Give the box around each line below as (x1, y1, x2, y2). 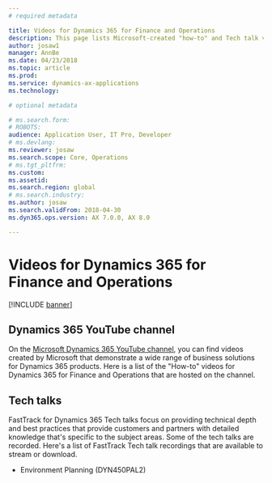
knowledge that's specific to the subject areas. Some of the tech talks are (8, 432, 254, 442)
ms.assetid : (8, 176, 49, 184)
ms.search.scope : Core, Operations (8, 153, 129, 162)
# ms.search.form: (8, 116, 70, 124)
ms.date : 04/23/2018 (8, 57, 79, 65)
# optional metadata (8, 101, 79, 109)
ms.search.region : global (8, 184, 96, 192)
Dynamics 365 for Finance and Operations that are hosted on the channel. (8, 370, 256, 380)
